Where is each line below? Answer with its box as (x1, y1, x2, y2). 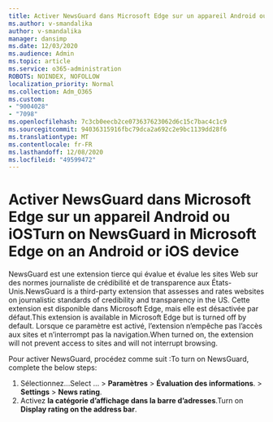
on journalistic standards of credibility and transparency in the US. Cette (8, 295, 250, 305)
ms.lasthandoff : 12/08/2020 (8, 148, 104, 156)
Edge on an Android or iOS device (8, 242, 240, 261)
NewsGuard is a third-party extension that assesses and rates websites (25, 286, 265, 297)
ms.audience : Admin (8, 50, 75, 58)
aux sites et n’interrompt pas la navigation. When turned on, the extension (8, 330, 254, 340)
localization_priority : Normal (8, 80, 115, 88)
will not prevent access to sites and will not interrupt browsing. (8, 338, 218, 348)
